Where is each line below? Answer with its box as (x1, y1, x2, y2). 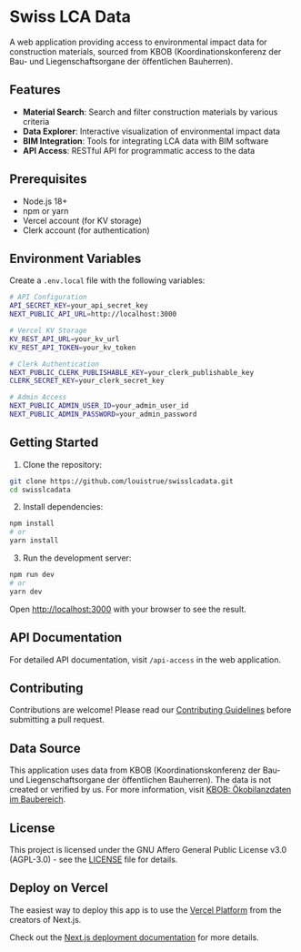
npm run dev (9, 571, 55, 580)
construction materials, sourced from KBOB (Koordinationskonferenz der (9, 46, 282, 56)
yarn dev (9, 587, 43, 596)
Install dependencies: (22, 501, 104, 512)
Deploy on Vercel (9, 880, 109, 896)
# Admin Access (9, 393, 67, 402)
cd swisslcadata (9, 485, 71, 494)
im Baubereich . (9, 794, 66, 805)
